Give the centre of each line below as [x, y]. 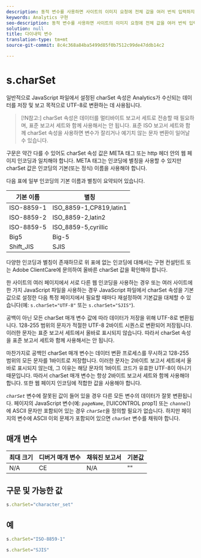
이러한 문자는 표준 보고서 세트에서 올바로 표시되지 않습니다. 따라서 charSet [93, 332]
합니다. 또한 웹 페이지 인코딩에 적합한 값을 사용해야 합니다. [74, 383]
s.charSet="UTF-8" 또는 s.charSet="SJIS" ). [83, 305]
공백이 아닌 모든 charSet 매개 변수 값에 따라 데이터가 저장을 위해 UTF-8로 [92, 317]
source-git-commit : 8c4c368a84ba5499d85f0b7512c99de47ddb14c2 [85, 46]
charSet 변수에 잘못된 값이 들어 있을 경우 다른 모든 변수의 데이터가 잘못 [89, 395]
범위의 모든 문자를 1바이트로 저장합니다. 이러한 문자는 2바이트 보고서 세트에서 [96, 360]
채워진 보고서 [104, 457]
